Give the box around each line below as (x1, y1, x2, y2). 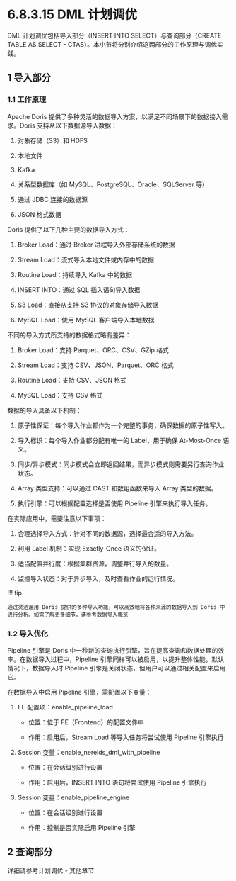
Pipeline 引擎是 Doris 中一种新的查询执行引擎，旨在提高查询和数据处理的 (7, 646, 218, 654)
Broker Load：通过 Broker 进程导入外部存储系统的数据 (17, 240, 175, 249)
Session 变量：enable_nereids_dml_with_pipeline (17, 748, 160, 756)
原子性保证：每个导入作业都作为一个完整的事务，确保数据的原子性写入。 (17, 421, 228, 430)
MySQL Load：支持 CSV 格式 (17, 391, 103, 399)
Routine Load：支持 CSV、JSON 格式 (17, 376, 127, 384)
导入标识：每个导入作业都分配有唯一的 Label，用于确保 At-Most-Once (17, 436, 222, 444)
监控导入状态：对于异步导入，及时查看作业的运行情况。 (17, 574, 179, 583)
